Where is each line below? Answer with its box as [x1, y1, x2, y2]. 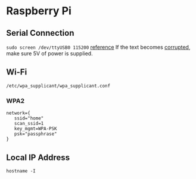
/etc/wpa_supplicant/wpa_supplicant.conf [6, 83, 111, 89]
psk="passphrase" [14, 131, 58, 137]
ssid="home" [14, 115, 44, 121]
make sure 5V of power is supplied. [6, 50, 94, 57]
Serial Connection [6, 28, 74, 38]
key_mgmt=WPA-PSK [14, 126, 58, 132]
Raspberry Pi [6, 4, 71, 18]
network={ [6, 110, 31, 117]
